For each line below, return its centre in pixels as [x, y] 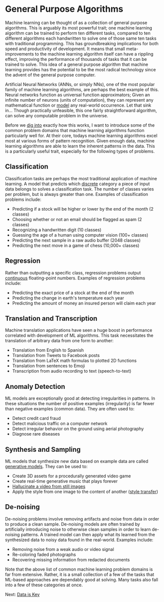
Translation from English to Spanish [48, 350]
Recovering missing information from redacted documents [71, 560]
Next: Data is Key [23, 594]
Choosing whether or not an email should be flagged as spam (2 [77, 219]
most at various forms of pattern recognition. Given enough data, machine [80, 140]
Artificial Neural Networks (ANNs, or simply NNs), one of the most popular [80, 84]
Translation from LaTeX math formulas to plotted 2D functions [74, 361]
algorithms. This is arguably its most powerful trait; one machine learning [79, 27]
